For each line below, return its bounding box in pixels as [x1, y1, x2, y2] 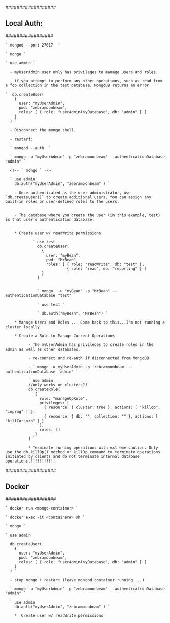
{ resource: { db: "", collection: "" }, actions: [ [44, 413, 158, 419]
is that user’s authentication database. [5, 217, 95, 222]
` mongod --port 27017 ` [5, 42, 60, 48]
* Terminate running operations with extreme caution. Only [27, 445, 158, 450]
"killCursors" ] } [5, 418, 44, 423]
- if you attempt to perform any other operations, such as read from [10, 78, 163, 83]
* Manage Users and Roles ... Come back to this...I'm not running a [14, 319, 165, 325]
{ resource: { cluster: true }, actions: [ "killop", [44, 405, 160, 410]
